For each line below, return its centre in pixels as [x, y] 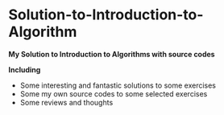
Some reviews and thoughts [66, 102]
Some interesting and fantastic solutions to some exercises [118, 85]
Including [25, 69]
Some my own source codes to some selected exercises [114, 93]
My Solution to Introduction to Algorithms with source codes [112, 54]
